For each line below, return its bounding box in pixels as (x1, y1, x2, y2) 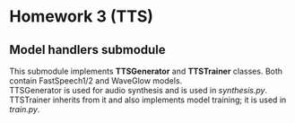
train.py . (9, 104, 40, 114)
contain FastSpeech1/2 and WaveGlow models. (9, 75, 183, 86)
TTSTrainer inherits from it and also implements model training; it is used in (9, 94, 287, 105)
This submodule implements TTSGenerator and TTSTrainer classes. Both (9, 66, 283, 76)
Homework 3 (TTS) (9, 6, 154, 27)
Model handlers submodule (9, 42, 166, 57)
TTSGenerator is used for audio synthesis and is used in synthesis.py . (9, 85, 267, 95)
